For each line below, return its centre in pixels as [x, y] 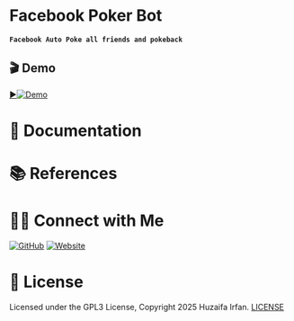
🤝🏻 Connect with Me [87, 221]
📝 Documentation [76, 130]
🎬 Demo [33, 68]
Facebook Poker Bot [86, 16]
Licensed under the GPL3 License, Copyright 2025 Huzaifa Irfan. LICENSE [147, 307]
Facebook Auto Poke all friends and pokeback [96, 40]
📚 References [63, 174]
